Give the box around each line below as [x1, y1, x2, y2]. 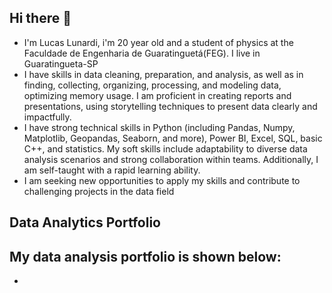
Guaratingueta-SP [23, 57, 99, 70]
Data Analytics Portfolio [9, 214, 161, 231]
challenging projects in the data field [23, 185, 175, 197]
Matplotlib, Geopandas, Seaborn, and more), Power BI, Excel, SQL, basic [23, 132, 323, 144]
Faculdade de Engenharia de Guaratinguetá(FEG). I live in [23, 47, 261, 59]
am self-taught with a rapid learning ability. [23, 164, 201, 176]
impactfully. [23, 111, 72, 123]
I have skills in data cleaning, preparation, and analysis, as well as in [23, 68, 304, 80]
